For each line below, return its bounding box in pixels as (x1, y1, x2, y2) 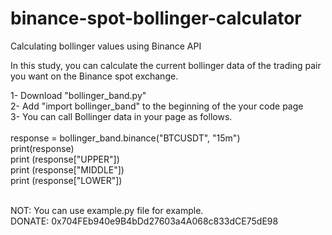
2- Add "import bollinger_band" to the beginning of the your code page (10, 100, 304, 112)
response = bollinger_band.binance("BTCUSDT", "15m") (10, 132, 241, 144)
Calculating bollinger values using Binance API (10, 40, 202, 52)
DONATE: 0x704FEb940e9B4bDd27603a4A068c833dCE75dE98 (10, 215, 279, 227)
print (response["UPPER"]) (10, 153, 120, 165)
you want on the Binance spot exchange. (10, 70, 179, 82)
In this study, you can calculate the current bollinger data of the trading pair (10, 59, 322, 71)
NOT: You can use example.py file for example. (10, 204, 204, 216)
